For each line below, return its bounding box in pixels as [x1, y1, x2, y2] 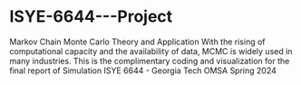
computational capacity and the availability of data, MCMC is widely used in [9, 45, 293, 56]
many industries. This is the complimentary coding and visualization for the [9, 55, 290, 66]
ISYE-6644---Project [9, 6, 173, 27]
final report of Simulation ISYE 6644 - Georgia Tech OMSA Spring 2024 [9, 65, 277, 76]
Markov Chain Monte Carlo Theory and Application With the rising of [9, 36, 266, 47]
